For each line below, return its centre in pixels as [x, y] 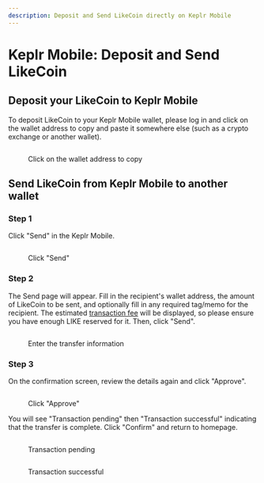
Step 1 [20, 219]
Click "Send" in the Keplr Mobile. [61, 236]
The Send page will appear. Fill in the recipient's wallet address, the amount [132, 296]
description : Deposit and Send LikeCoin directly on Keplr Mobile [120, 15]
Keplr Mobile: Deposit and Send [114, 54]
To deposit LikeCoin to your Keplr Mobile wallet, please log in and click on [128, 120]
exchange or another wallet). [55, 136]
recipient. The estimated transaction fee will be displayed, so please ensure [131, 313]
